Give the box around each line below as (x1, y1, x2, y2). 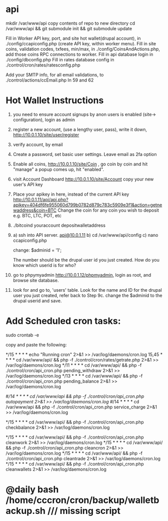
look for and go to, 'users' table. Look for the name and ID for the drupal (13, 287, 162, 293)
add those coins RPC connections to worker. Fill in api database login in (6, 51, 153, 57)
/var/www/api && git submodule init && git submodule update (6, 25, 132, 31)
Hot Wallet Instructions (6, 95, 104, 106)
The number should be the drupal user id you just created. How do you (13, 256, 160, 263)
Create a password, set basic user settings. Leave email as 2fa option (13, 151, 157, 157)
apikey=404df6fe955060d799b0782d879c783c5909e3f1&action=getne (13, 202, 162, 208)
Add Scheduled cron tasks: (6, 315, 121, 327)
